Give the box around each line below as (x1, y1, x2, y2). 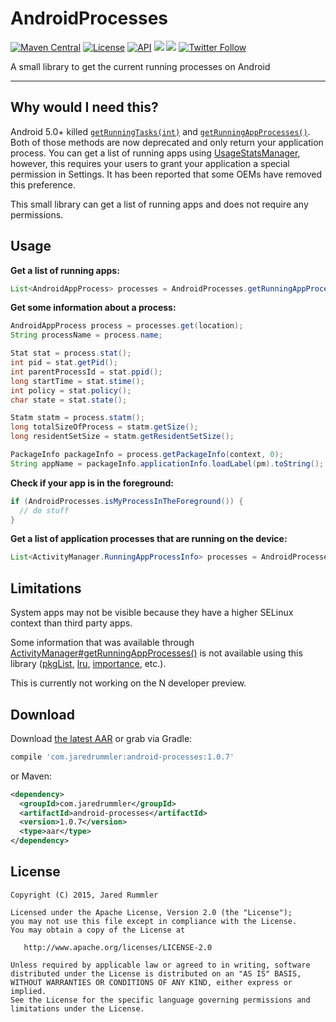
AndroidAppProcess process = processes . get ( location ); (10, 321, 244, 331)
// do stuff (19, 505, 70, 516)
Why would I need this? (10, 99, 159, 116)
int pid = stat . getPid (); (10, 358, 118, 368)
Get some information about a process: (10, 302, 177, 314)
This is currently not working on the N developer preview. (10, 677, 247, 689)
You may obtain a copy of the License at (10, 925, 186, 935)
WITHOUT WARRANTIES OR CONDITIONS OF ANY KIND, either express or (10, 977, 293, 987)
